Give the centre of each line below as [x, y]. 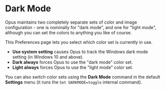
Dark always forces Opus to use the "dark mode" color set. [72, 62]
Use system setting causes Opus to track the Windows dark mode [80, 52]
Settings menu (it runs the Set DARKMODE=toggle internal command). [74, 82]
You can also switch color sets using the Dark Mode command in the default [83, 77]
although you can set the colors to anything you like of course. [68, 32]
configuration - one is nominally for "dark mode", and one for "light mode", [81, 27]
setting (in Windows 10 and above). [48, 57]
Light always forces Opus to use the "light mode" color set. [73, 67]
